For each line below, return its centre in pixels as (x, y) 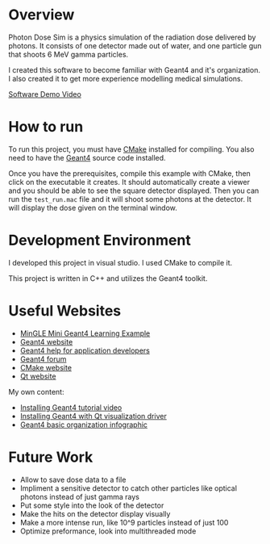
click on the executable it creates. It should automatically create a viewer (129, 182)
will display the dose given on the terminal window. (93, 207)
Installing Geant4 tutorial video (71, 407)
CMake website (46, 367)
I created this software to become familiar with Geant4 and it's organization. (134, 69)
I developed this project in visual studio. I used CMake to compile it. (120, 262)
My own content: (36, 391)
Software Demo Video (45, 94)
